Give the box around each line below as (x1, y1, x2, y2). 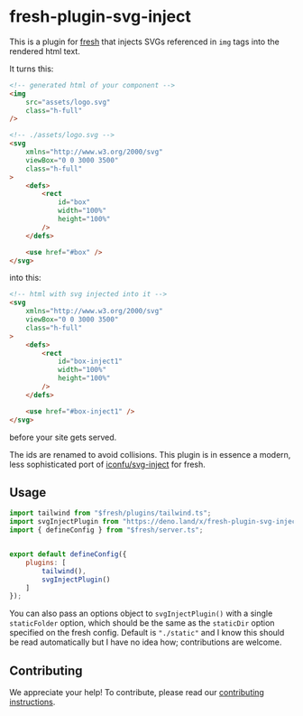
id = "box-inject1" (57, 357, 124, 367)
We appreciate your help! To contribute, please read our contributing (9, 687, 264, 698)
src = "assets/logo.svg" (25, 98, 111, 107)
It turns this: (9, 63, 54, 74)
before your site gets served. (9, 432, 117, 442)
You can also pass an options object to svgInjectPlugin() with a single (9, 608, 273, 619)
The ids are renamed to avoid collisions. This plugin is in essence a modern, (9, 449, 291, 460)
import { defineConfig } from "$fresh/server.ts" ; (9, 525, 204, 535)
